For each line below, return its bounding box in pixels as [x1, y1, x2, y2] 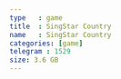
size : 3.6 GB [9, 55, 59, 64]
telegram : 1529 [9, 47, 71, 56]
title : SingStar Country [9, 22, 112, 31]
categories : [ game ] [9, 38, 84, 48]
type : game [9, 13, 64, 23]
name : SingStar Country [9, 30, 112, 39]
